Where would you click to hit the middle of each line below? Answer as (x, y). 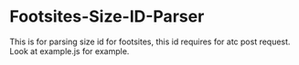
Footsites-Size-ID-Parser (107, 17)
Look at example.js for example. (69, 51)
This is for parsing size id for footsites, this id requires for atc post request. (150, 42)
